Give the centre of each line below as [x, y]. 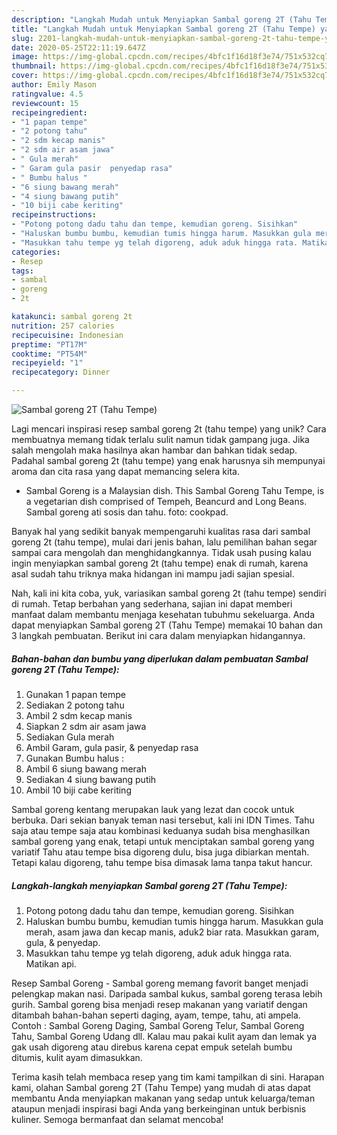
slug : [22, 38]
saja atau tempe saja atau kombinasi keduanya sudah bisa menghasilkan [161, 830]
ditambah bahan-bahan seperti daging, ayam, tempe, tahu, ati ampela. [156, 1015]
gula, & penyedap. [63, 942]
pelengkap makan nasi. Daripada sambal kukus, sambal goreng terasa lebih [167, 993]
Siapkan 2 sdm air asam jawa [86, 726]
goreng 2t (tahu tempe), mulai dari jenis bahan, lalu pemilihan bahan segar [164, 542]
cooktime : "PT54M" [49, 354]
